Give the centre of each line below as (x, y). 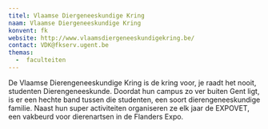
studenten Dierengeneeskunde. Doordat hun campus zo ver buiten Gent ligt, (134, 91)
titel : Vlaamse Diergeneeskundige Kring (77, 16)
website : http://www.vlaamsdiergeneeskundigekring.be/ (102, 38)
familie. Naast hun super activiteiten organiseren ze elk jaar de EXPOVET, (129, 107)
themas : (21, 53)
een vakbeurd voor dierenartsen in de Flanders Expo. (96, 116)
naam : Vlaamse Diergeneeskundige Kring (75, 23)
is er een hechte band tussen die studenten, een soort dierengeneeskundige (134, 100)
